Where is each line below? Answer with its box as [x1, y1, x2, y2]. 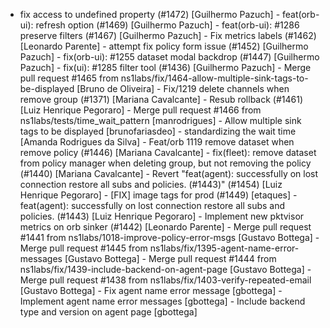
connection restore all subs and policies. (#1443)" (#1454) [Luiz [19, 179, 283, 190]
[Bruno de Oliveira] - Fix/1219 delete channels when [76, 83, 290, 94]
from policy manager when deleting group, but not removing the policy [19, 157, 312, 169]
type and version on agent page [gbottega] [19, 306, 198, 318]
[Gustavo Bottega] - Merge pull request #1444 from [64, 253, 277, 264]
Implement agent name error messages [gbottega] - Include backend [19, 295, 306, 307]
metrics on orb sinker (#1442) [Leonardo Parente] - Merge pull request [19, 221, 312, 233]
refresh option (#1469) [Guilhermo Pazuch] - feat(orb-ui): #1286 [35, 19, 300, 31]
